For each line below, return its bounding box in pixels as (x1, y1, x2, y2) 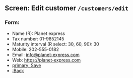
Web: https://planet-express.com (12, 57, 81, 63)
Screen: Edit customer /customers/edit (5, 4, 129, 12)
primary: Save (12, 62, 41, 68)
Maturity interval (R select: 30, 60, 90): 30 (12, 41, 99, 47)
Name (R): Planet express (12, 30, 65, 36)
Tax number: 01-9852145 (12, 35, 64, 41)
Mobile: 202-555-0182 (12, 46, 59, 52)
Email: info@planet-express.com (12, 51, 80, 57)
